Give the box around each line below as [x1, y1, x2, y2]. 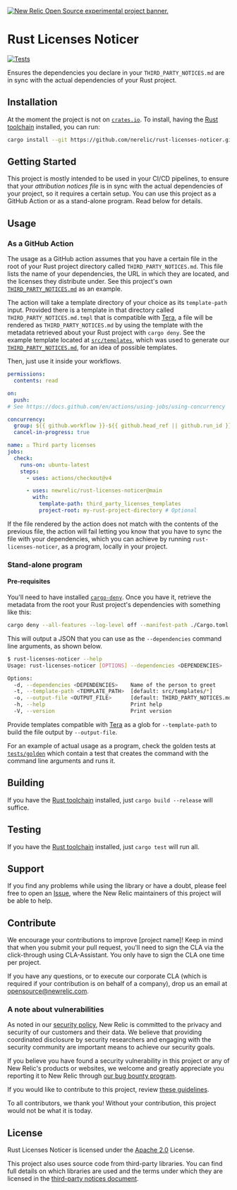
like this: [7, 608, 32, 616]
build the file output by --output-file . [7, 728, 118, 736]
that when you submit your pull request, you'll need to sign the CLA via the [7, 943, 224, 952]
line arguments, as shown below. [7, 642, 102, 650]
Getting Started [7, 156, 77, 168]
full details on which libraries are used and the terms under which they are [7, 1167, 224, 1175]
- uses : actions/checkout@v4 [25, 474, 112, 481]
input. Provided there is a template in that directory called [7, 306, 174, 314]
